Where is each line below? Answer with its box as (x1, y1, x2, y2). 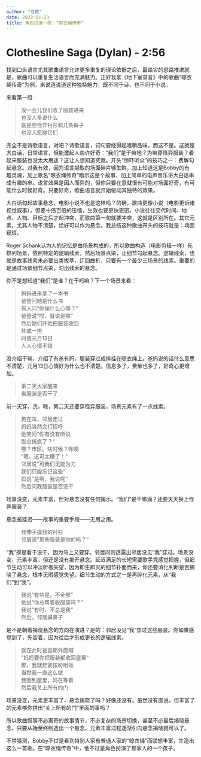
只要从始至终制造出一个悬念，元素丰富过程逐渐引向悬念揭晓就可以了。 (16, 725, 190, 732)
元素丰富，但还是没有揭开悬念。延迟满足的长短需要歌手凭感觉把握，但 (16, 556, 190, 563)
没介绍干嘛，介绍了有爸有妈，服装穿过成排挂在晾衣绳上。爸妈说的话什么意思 (6, 355, 195, 362)
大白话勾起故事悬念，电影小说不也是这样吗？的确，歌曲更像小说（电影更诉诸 (6, 199, 195, 206)
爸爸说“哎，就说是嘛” (20, 312, 74, 320)
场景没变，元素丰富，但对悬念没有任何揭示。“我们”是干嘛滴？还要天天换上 (6, 495, 190, 503)
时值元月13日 (20, 335, 53, 342)
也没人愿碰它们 (20, 129, 58, 136)
